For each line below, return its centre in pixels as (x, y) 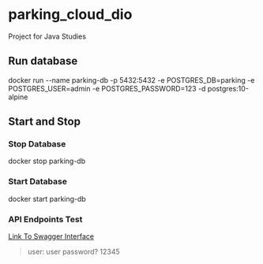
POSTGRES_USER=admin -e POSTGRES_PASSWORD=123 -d (107, 88)
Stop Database (37, 144)
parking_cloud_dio (70, 15)
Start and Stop (45, 122)
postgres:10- (228, 88)
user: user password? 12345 (73, 252)
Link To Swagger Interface (51, 236)
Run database (43, 61)
